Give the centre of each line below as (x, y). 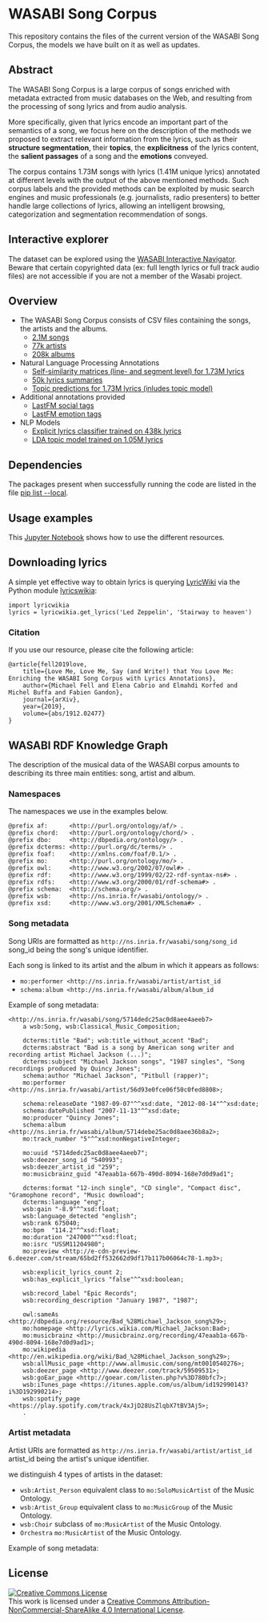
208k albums (54, 355)
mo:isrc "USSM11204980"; (64, 1244)
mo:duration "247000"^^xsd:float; (80, 1237)
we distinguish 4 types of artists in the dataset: (86, 1474)
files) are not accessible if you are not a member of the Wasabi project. (125, 276)
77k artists (49, 346)
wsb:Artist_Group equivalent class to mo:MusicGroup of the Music (126, 1506)
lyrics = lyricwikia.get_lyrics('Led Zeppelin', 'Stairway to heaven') (130, 612)
